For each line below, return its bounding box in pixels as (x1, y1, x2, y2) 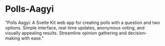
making (5, 35, 21, 41)
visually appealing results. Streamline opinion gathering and (5, 30, 127, 36)
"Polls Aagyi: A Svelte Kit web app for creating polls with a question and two (5, 20, 160, 25)
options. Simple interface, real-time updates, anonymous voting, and (5, 24, 145, 30)
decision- (127, 30, 147, 36)
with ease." (21, 35, 44, 41)
